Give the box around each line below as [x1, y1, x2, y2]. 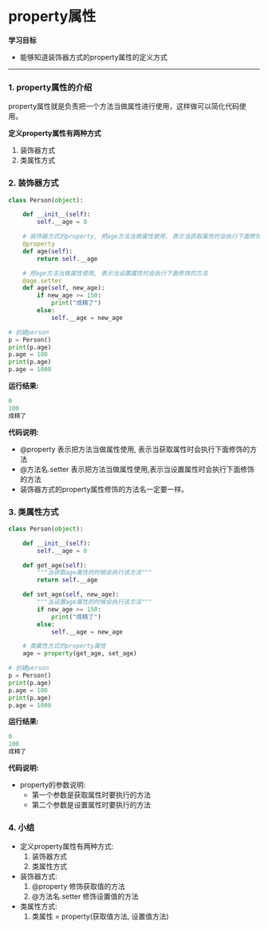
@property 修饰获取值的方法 [31, 882, 126, 891]
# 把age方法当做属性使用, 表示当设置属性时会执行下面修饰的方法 [22, 269, 208, 277]
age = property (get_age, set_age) [22, 650, 137, 658]
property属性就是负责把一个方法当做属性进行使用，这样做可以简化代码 [8, 102, 239, 111]
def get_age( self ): [22, 561, 88, 569]
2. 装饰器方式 [8, 178, 59, 189]
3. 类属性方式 [8, 506, 59, 517]
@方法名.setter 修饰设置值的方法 [31, 891, 140, 901]
